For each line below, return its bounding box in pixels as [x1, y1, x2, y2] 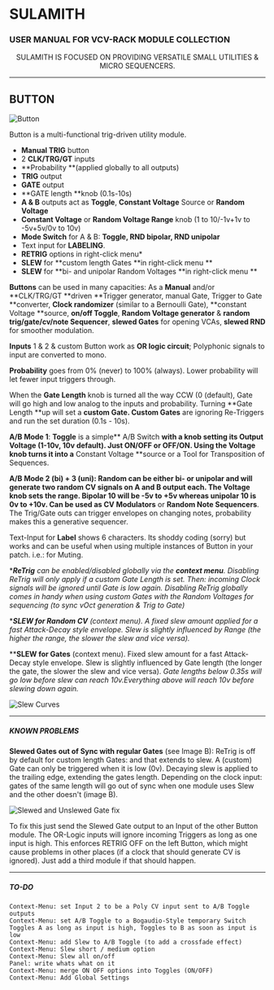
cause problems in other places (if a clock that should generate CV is [9, 848, 241, 857]
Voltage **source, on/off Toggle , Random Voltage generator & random [9, 309, 250, 318]
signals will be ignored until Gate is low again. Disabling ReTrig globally [9, 583, 249, 593]
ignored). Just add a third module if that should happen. [9, 856, 196, 865]
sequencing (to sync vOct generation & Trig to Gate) [9, 600, 185, 611]
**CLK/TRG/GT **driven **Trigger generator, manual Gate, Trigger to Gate [9, 291, 263, 301]
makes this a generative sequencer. [9, 517, 128, 527]
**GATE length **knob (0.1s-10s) [20, 189, 133, 199]
